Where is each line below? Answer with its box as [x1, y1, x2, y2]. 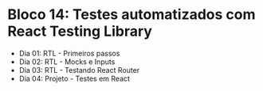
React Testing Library [7, 22, 153, 40]
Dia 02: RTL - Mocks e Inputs [18, 57, 116, 66]
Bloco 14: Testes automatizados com [7, 6, 256, 24]
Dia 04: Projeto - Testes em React [18, 74, 131, 83]
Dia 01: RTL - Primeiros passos [18, 48, 120, 58]
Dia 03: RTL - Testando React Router [18, 65, 140, 74]
